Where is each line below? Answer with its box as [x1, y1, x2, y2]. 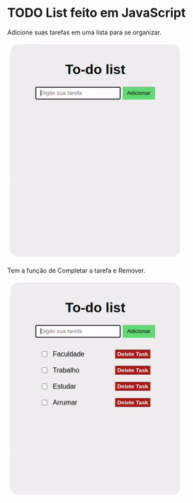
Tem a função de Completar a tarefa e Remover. [7, 266, 145, 275]
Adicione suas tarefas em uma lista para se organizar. [7, 28, 162, 36]
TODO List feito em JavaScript [7, 5, 186, 21]
